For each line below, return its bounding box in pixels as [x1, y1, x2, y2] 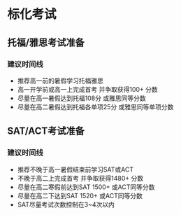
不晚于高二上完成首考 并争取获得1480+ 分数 [17, 174, 144, 182]
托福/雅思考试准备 [7, 36, 85, 48]
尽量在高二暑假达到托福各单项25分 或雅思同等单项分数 [17, 102, 174, 111]
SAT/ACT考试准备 [7, 125, 85, 137]
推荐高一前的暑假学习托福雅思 [17, 76, 103, 85]
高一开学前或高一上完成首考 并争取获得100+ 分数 [17, 85, 159, 93]
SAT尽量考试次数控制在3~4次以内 [17, 200, 115, 209]
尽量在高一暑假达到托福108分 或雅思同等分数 [17, 94, 146, 102]
